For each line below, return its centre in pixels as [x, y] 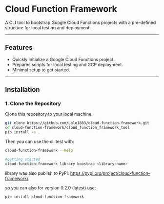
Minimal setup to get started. [41, 70]
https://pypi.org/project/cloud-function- [110, 173]
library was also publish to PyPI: [37, 173]
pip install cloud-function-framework [44, 197]
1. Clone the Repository [33, 103]
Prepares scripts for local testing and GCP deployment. [67, 64]
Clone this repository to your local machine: [49, 114]
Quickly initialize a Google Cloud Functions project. [63, 59]
